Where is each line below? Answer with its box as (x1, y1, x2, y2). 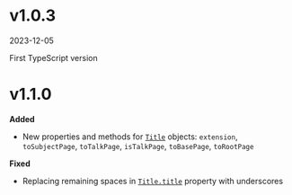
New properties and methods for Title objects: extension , (22, 131, 238, 142)
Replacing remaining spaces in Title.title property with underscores (22, 175, 284, 186)
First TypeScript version (9, 52, 98, 63)
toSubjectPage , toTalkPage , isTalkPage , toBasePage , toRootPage (22, 140, 254, 151)
